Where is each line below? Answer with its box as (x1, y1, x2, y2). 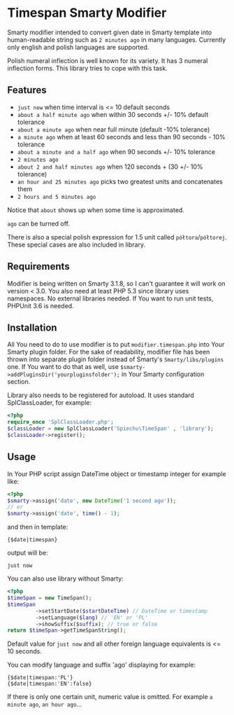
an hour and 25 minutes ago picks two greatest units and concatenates (17, 177, 224, 186)
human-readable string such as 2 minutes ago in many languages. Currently (7, 35, 226, 43)
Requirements (7, 261, 70, 272)
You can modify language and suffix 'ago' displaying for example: (7, 660, 196, 669)
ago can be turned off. (7, 219, 71, 228)
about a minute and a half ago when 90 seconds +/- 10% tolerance (17, 147, 215, 155)
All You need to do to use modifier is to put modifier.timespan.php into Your (7, 340, 225, 349)
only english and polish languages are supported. (7, 43, 149, 51)
